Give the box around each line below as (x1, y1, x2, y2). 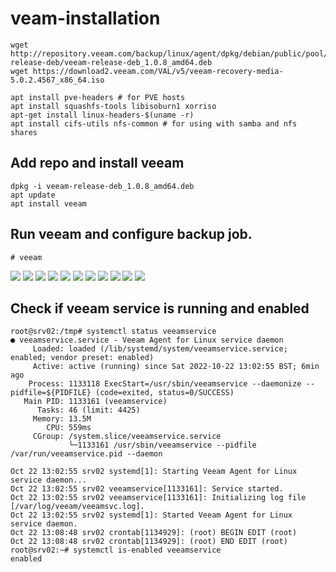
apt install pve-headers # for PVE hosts (10, 92, 186, 102)
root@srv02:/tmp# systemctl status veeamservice (10, 327, 217, 337)
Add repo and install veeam (10, 155, 185, 172)
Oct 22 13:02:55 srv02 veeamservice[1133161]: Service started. (10, 484, 284, 494)
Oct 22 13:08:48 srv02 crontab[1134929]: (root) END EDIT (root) (10, 537, 288, 547)
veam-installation (10, 7, 161, 30)
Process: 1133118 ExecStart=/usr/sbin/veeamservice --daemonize (28, 379, 302, 389)
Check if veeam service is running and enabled (10, 300, 310, 317)
